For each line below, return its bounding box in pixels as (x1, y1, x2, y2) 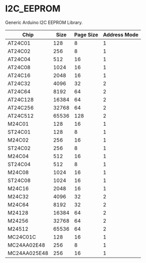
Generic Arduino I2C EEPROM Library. (5, 19, 83, 25)
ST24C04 (7, 161, 31, 168)
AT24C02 (7, 48, 31, 55)
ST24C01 (7, 128, 31, 135)
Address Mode (103, 31, 139, 38)
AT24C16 (7, 72, 31, 79)
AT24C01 (7, 39, 31, 46)
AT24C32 (7, 80, 31, 87)
